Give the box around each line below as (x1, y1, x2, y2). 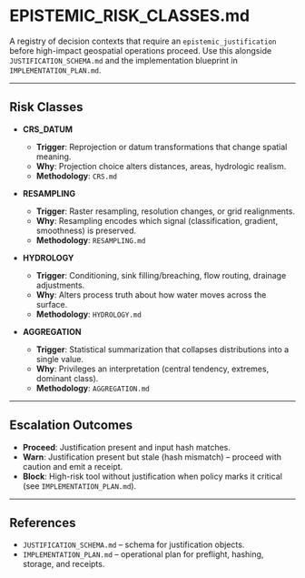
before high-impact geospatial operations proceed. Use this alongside (9, 45, 272, 56)
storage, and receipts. (22, 559, 105, 570)
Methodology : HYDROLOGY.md (35, 309, 143, 319)
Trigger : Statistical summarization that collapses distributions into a (35, 343, 290, 355)
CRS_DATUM (22, 124, 74, 135)
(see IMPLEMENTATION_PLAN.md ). (22, 480, 137, 492)
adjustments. (35, 279, 85, 290)
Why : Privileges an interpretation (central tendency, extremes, (35, 363, 270, 374)
